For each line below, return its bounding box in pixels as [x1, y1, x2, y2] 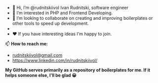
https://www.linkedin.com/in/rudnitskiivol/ [12, 57, 98, 63]
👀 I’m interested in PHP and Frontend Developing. [12, 10, 113, 16]
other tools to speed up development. [12, 20, 89, 26]
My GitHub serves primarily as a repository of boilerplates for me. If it [5, 67, 151, 73]
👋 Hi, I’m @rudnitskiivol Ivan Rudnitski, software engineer [12, 5, 129, 10]
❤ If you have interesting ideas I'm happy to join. [12, 31, 112, 37]
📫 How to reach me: [5, 41, 48, 46]
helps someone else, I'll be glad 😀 [5, 72, 77, 78]
